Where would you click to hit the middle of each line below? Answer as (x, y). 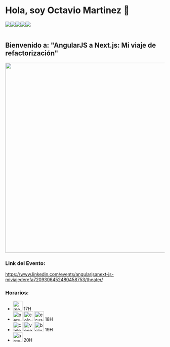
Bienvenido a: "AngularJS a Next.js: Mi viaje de (81, 45)
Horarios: (17, 292)
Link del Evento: (25, 263)
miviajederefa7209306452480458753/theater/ (54, 280)
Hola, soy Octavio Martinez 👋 (68, 10)
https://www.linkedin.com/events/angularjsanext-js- (59, 274)
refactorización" (32, 53)
